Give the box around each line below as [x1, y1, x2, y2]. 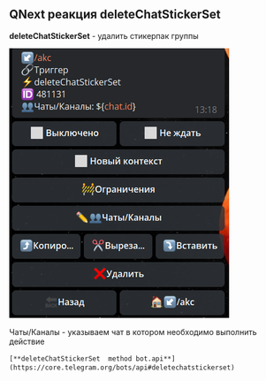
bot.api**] [135, 354, 176, 363]
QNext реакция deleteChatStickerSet [9, 7, 221, 22]
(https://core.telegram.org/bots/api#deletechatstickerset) [9, 362, 236, 372]
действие [9, 336, 45, 347]
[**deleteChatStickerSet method [9, 354, 133, 363]
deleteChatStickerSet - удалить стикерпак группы [9, 30, 199, 41]
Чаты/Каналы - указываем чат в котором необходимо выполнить [9, 326, 257, 337]
